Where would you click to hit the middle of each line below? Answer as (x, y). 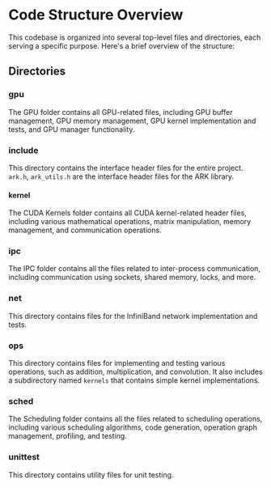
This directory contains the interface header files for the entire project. (126, 168)
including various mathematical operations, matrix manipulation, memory (130, 222)
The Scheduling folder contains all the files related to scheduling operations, (135, 419)
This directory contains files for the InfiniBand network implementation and (133, 316)
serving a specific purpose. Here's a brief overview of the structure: (122, 45)
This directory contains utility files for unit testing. (91, 474)
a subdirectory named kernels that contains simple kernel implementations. (134, 380)
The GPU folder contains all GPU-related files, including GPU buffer (121, 112)
